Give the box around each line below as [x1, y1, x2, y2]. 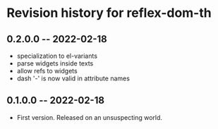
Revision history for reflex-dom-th [6, 5, 212, 21]
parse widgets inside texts [16, 59, 94, 68]
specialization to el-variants [16, 51, 98, 60]
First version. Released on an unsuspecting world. [16, 113, 163, 121]
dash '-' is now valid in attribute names [16, 74, 130, 82]
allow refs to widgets [16, 67, 78, 75]
